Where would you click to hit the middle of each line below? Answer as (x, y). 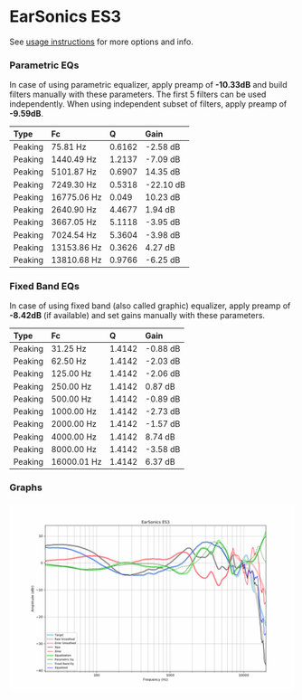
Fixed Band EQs (44, 286)
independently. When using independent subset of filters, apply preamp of (148, 104)
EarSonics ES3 (66, 17)
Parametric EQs (44, 65)
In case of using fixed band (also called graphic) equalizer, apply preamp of (150, 306)
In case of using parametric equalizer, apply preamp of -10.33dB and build (148, 85)
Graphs (26, 487)
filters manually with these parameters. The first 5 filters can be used (138, 95)
